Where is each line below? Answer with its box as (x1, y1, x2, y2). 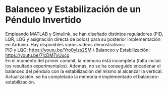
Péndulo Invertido (5, 14, 82, 26)
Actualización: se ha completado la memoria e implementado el (5, 73, 137, 79)
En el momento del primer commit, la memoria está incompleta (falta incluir (5, 57, 161, 63)
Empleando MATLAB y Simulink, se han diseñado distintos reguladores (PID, (5, 31, 163, 37)
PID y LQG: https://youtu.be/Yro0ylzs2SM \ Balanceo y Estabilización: (5, 47, 150, 53)
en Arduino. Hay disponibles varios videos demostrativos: (5, 41, 125, 47)
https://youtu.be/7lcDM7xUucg (5, 52, 70, 58)
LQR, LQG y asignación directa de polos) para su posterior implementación (5, 36, 161, 42)
